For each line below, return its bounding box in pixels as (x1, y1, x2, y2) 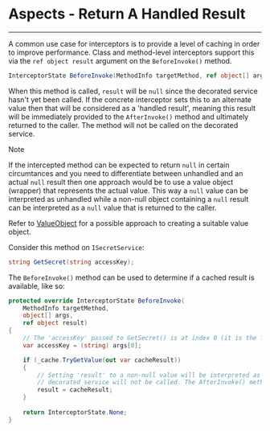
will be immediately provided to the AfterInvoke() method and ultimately (8, 112, 249, 121)
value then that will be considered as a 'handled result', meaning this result (8, 103, 256, 113)
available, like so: (8, 281, 66, 290)
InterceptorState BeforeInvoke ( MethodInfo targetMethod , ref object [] (8, 72, 250, 80)
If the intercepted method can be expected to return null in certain (8, 160, 230, 170)
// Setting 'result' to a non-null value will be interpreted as (37, 371, 261, 379)
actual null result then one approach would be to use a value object (8, 177, 234, 187)
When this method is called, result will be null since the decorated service (8, 86, 259, 96)
